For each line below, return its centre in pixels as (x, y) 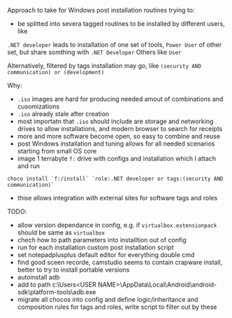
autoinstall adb (39, 277)
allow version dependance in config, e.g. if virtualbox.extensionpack (117, 225)
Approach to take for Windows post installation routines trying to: (101, 10)
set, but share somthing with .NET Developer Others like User (94, 52)
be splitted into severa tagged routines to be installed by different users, (121, 23)
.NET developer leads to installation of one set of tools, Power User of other (115, 44)
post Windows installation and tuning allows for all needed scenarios (116, 144)
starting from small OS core (57, 151)
